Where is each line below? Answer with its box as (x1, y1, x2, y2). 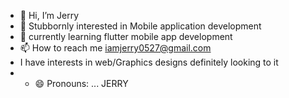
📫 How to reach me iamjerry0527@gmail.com (19, 42, 212, 54)
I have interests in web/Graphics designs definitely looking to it (19, 56, 279, 68)
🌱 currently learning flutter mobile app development (19, 31, 233, 42)
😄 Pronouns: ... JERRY (34, 78, 129, 89)
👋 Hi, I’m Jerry (19, 10, 80, 21)
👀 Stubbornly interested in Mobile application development (19, 20, 262, 32)
